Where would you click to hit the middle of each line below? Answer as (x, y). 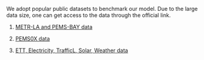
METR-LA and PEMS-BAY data (54, 27)
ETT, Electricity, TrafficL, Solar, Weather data (71, 50)
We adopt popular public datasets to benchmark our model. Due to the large (102, 9)
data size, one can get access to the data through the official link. (89, 15)
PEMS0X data (32, 38)
